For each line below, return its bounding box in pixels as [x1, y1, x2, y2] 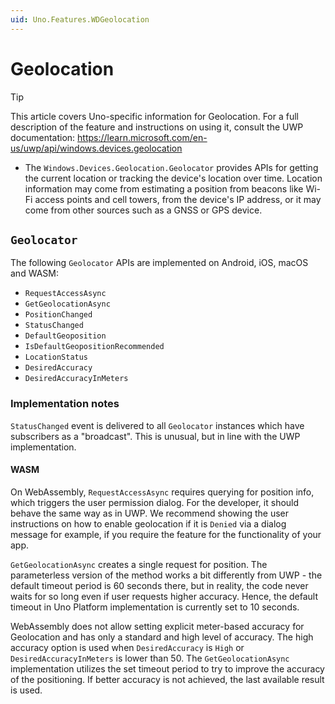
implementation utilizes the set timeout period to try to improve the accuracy [10, 662, 325, 675]
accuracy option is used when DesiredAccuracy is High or [10, 641, 245, 653]
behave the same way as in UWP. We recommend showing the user [10, 507, 290, 519]
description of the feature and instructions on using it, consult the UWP [10, 121, 304, 133]
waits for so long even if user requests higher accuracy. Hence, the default [10, 590, 318, 602]
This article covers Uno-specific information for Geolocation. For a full [10, 110, 299, 122]
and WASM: [10, 267, 59, 280]
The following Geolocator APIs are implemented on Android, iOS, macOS [10, 257, 309, 269]
